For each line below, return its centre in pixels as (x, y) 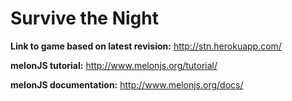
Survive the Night (84, 18)
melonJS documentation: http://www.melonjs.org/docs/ (127, 84)
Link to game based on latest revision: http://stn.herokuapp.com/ (146, 46)
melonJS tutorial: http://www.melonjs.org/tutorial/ (114, 65)
